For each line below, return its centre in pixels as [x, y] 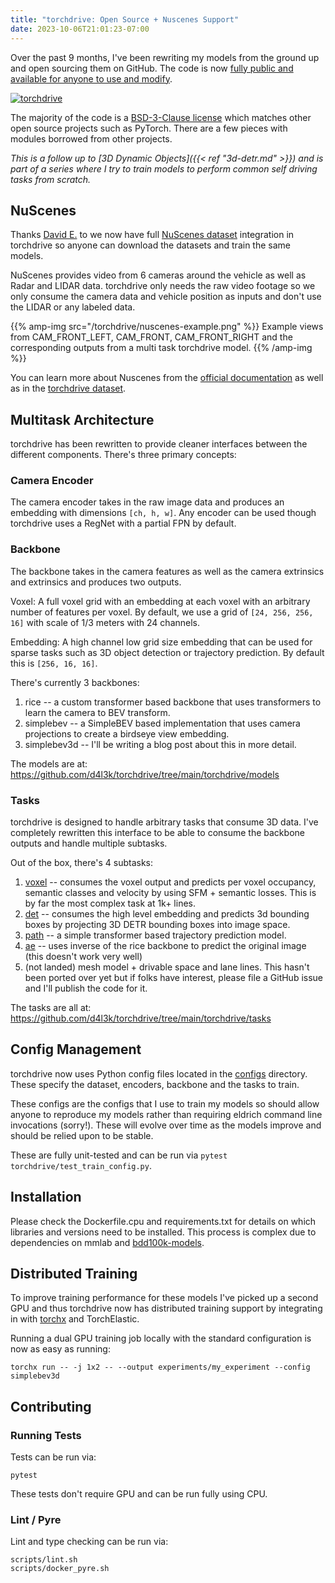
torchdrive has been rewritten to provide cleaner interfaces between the [159, 444]
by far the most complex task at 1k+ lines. [110, 903]
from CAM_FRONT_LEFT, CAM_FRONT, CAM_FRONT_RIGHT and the [151, 337]
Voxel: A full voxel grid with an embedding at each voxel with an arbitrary [160, 601]
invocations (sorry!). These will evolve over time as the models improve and [166, 1125]
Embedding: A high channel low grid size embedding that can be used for [161, 642]
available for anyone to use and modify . [91, 78]
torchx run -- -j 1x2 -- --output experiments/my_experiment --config [160, 1367]
